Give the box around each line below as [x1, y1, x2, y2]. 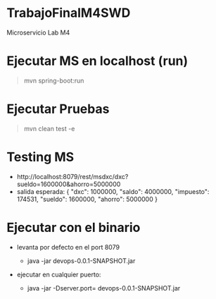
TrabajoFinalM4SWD [6, 5, 131, 21]
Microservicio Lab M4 [6, 28, 70, 37]
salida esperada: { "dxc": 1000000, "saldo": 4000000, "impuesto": [16, 187, 210, 195]
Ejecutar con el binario [6, 219, 141, 236]
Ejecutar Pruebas [6, 101, 110, 117]
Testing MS [6, 149, 75, 165]
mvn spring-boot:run [23, 76, 84, 85]
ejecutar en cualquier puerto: [16, 270, 101, 279]
